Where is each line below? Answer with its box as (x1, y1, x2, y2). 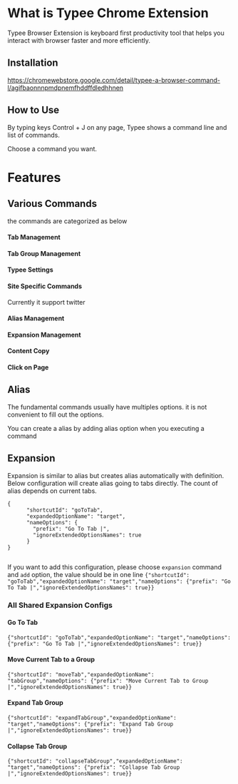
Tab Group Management (7, 249, 81, 258)
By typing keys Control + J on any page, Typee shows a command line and (7, 123, 227, 131)
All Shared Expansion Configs (7, 601, 113, 611)
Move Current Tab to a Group (7, 655, 95, 664)
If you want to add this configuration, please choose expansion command (7, 562, 222, 571)
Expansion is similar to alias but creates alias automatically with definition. (7, 471, 224, 479)
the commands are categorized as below (7, 216, 128, 225)
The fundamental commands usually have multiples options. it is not (7, 402, 207, 411)
